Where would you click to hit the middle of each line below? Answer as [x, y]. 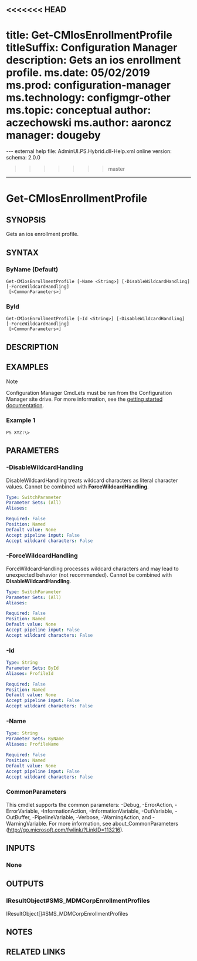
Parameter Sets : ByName [35, 739]
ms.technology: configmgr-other [89, 97]
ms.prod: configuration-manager [89, 85]
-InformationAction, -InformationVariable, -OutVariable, [107, 811]
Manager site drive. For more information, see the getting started [84, 399]
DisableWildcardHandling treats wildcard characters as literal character [92, 480]
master [116, 169]
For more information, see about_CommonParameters [114, 823]
